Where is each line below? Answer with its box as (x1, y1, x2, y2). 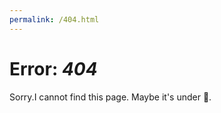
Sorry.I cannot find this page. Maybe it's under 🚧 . (9, 91, 212, 103)
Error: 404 (9, 57, 98, 80)
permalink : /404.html (9, 14, 100, 25)
